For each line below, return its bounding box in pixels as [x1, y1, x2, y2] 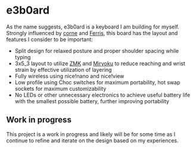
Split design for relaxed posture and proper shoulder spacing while [14, 47, 179, 54]
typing [14, 53, 31, 60]
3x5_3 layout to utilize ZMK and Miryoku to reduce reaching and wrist [14, 60, 186, 67]
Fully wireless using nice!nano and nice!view [14, 72, 125, 79]
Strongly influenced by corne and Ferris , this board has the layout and [6, 29, 178, 36]
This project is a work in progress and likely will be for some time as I [6, 130, 176, 138]
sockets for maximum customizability [14, 85, 107, 92]
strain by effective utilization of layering [14, 66, 112, 73]
